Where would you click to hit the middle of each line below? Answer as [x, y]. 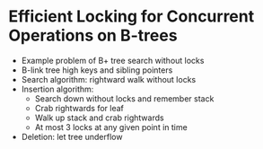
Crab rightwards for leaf [79, 108]
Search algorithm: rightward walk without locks [109, 79]
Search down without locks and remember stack [124, 98]
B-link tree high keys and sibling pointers [97, 70]
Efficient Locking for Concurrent [131, 17]
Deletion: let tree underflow [72, 136]
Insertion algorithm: [57, 89]
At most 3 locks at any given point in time [111, 127]
